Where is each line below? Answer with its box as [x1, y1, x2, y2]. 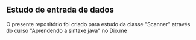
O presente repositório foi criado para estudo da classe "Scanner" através [6, 20, 191, 27]
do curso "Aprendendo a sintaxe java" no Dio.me [6, 27, 128, 34]
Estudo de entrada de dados [6, 5, 115, 15]
